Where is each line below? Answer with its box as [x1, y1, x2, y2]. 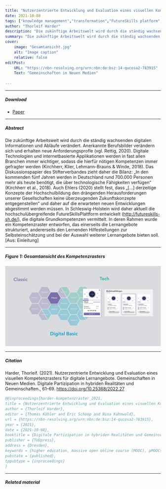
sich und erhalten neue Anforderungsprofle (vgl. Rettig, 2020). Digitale [5, 147, 149, 153]
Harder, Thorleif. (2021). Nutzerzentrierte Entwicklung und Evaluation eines [5, 370, 158, 376]
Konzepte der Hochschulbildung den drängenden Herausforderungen [5, 190, 147, 196]
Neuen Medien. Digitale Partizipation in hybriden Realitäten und [5, 381, 134, 387]
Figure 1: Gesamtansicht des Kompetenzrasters [5, 253, 105, 259]
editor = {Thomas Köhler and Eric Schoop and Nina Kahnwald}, [5, 411, 136, 417]
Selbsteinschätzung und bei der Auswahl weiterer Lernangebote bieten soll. [5, 232, 160, 238]
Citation [5, 357, 22, 363]
